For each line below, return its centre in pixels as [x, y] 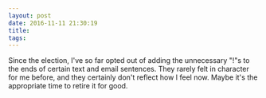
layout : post [30, 16]
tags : [17, 38]
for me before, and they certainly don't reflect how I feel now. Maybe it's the [133, 77]
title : [19, 30]
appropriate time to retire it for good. [68, 86]
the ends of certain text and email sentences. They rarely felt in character [129, 69]
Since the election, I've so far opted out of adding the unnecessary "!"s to [129, 61]
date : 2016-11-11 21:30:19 [53, 23]
